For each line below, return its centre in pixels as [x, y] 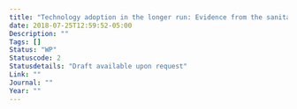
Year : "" [25, 91]
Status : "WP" [33, 50]
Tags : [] [25, 42]
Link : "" [25, 75]
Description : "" [39, 33]
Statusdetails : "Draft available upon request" [99, 67]
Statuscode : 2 [35, 58]
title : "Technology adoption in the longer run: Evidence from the [136, 17]
